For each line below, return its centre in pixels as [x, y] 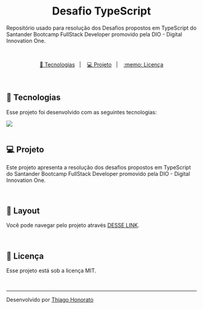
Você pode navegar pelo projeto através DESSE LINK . [73, 226]
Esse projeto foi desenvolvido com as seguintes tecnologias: [82, 112]
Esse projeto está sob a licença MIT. [51, 271]
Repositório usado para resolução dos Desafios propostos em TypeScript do [101, 28]
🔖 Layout [23, 211]
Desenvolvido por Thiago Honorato [50, 300]
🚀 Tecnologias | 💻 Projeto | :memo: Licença [101, 64]
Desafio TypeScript [101, 11]
